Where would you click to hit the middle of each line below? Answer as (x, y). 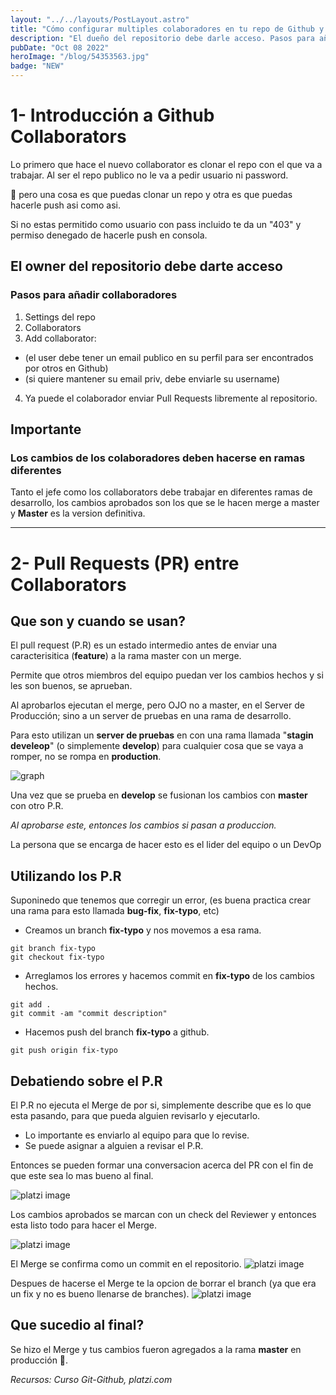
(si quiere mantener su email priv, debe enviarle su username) (152, 378)
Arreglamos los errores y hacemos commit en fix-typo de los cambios (169, 976)
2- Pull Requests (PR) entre (125, 563)
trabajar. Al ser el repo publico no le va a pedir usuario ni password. (149, 175)
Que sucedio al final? (77, 1325)
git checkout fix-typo (57, 957)
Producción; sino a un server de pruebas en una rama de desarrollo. (151, 716)
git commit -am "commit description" (89, 1014)
